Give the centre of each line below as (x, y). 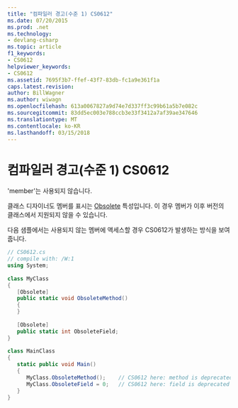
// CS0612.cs (27, 253)
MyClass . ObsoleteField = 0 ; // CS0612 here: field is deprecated (128, 384)
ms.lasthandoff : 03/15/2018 (49, 133)
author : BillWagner (36, 93)
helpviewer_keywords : (39, 67)
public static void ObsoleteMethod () (73, 299)
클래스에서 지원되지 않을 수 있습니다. (57, 215)
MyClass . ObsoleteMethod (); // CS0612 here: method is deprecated (129, 377)
